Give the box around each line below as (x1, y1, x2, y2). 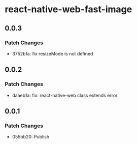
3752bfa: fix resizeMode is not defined (12, 50, 93, 56)
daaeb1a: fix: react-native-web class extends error (12, 92, 118, 98)
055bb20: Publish (12, 134, 49, 140)
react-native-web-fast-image (5, 4, 132, 15)
